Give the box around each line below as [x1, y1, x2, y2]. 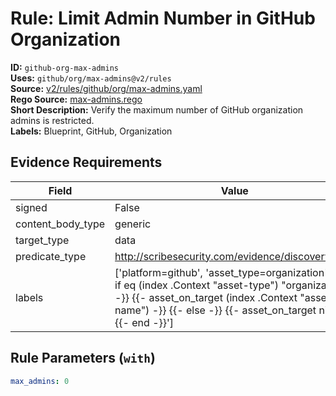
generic [114, 217, 152, 231]
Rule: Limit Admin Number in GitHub [10, 7, 316, 30]
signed [15, 200, 48, 214]
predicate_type [15, 249, 87, 263]
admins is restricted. [10, 114, 95, 126]
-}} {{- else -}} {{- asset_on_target [151, 303, 317, 317]
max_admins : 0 [10, 376, 70, 386]
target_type [15, 233, 70, 247]
